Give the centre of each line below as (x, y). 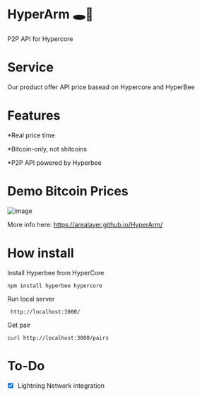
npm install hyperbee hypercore (55, 286)
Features (34, 116)
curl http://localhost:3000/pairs (58, 338)
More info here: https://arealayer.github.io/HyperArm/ (85, 224)
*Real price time (31, 135)
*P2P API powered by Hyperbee (55, 162)
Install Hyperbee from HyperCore (56, 272)
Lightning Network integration (61, 385)
